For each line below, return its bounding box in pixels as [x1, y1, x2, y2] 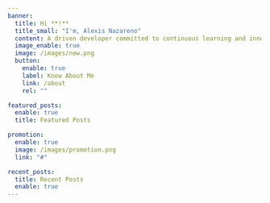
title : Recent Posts [15, 175, 84, 184]
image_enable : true [15, 42, 81, 50]
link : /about [22, 79, 66, 87]
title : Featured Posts [15, 116, 91, 125]
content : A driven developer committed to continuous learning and [15, 34, 247, 43]
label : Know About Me [22, 72, 94, 80]
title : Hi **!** [15, 19, 69, 27]
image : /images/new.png [15, 49, 94, 57]
